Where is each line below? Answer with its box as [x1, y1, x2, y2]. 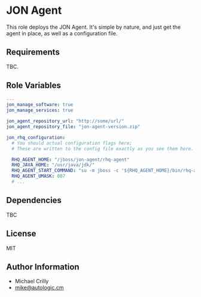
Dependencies [6, 195, 62, 205]
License [6, 229, 36, 239]
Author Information [6, 262, 80, 272]
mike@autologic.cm [14, 284, 64, 291]
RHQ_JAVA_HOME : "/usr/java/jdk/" [11, 162, 95, 168]
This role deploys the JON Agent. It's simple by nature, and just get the [6, 23, 181, 31]
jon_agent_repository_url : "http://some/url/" [6, 118, 124, 125]
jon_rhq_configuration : [6, 134, 66, 141]
